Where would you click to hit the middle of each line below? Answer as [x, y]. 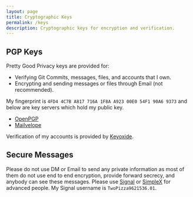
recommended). [34, 90]
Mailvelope [28, 125]
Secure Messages [40, 155]
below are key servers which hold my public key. [65, 108]
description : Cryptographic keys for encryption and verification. [91, 28]
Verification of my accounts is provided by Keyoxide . [70, 136]
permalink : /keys [27, 22]
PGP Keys [24, 51]
